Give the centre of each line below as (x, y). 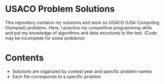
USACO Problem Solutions (60, 9)
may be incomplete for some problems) (45, 38)
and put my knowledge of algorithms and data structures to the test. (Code (81, 33)
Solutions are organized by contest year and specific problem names (82, 71)
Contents (25, 58)
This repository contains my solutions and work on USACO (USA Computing (82, 22)
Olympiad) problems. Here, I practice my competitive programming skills (79, 27)
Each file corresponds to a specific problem (56, 76)
